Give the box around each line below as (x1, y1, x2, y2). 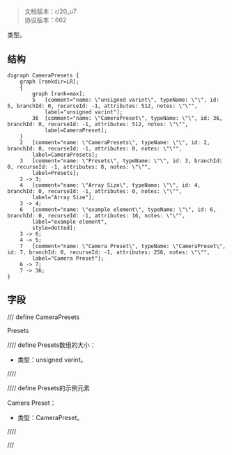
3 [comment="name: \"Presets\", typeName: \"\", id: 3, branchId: (20, 157, 223, 164)
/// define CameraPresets (7, 313, 80, 321)
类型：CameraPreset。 (17, 413, 84, 422)
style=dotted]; (32, 224, 77, 231)
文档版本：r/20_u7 (24, 7, 77, 16)
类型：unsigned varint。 (17, 355, 87, 364)
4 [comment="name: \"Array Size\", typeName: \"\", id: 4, (20, 182, 201, 189)
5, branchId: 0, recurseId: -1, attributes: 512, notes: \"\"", (7, 102, 198, 109)
